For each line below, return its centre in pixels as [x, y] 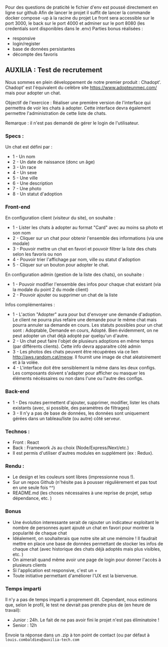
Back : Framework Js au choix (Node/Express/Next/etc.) [71, 448]
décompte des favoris [35, 54]
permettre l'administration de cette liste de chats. [56, 113]
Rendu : [15, 466]
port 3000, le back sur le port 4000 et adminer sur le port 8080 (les [75, 23]
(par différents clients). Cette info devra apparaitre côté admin [76, 346]
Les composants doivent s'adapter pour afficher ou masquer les [79, 373]
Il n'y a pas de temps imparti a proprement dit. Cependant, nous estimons [81, 599]
